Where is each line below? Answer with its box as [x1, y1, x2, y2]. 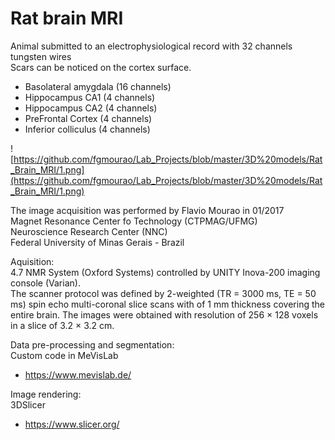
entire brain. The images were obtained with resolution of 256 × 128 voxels [10, 308, 319, 321]
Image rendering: [10, 388, 82, 400]
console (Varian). [10, 277, 81, 289]
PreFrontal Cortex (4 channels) [24, 112, 153, 124]
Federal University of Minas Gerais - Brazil [10, 236, 185, 248]
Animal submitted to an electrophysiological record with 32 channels [10, 40, 293, 52]
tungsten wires [10, 50, 72, 62]
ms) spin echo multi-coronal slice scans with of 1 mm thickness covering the [10, 298, 325, 310]
